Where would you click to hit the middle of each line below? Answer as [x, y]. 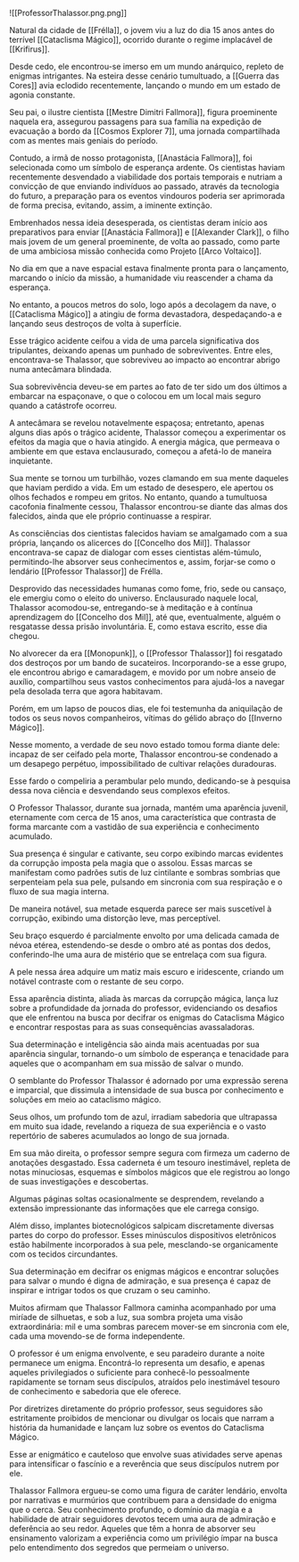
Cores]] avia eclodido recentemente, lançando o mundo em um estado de [145, 85]
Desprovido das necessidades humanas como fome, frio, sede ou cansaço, [148, 589]
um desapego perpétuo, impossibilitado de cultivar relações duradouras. [143, 764]
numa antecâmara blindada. [61, 369]
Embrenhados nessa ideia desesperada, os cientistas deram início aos [138, 223]
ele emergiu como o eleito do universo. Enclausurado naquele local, [134, 598]
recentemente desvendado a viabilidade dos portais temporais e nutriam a [146, 177]
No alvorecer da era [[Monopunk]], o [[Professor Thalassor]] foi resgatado [146, 653]
